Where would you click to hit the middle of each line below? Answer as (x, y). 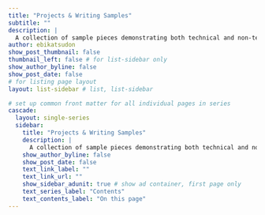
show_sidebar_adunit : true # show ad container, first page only (132, 184)
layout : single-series (52, 118)
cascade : (22, 111)
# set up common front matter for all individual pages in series (119, 104)
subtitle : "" (30, 23)
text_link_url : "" (52, 177)
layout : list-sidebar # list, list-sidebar (81, 89)
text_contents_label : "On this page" (84, 198)
